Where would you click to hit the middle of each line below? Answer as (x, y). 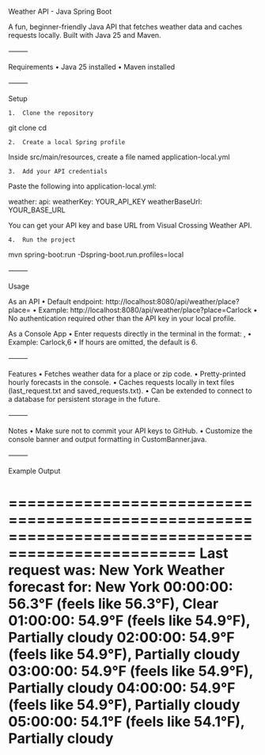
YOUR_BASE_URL (37, 210)
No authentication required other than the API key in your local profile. (122, 318)
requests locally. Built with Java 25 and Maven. (85, 35)
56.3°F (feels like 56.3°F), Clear (114, 604)
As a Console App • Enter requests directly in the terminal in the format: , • (130, 334)
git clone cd (28, 128)
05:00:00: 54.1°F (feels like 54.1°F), (127, 722)
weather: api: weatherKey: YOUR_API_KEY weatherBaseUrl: (105, 202)
